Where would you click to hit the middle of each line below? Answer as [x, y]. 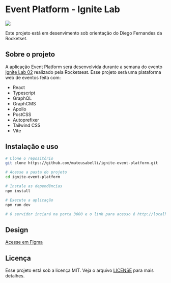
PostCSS [22, 114]
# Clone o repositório [29, 158]
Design [17, 230]
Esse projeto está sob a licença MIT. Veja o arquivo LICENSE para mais [80, 270]
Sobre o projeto [30, 54]
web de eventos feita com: [33, 77]
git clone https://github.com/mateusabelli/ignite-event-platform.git [82, 163]
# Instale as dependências [34, 186]
